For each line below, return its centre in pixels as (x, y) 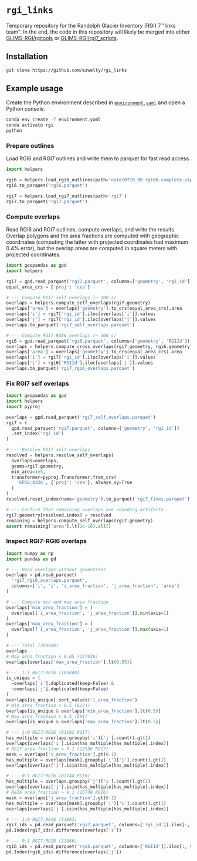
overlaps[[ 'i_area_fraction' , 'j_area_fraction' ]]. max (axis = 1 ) (90, 630)
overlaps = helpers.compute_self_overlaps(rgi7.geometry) (78, 303)
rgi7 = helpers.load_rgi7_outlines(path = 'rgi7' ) (67, 196)
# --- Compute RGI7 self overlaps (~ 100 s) (61, 297)
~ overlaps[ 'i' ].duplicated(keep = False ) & (63, 684)
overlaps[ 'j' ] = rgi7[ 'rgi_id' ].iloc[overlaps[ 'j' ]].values (81, 320)
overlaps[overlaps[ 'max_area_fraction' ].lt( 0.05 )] (69, 662)
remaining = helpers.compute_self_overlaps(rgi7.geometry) (80, 521)
